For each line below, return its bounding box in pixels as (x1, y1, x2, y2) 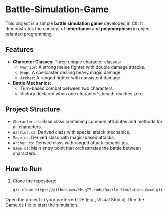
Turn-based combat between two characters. (20, 85, 114, 91)
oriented (5, 31, 23, 37)
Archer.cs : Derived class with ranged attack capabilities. (12, 139, 129, 146)
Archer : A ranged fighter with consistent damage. (20, 74, 122, 81)
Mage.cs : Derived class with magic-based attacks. (12, 134, 115, 140)
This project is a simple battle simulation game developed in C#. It (5, 20, 143, 26)
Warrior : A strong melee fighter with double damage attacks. (20, 64, 146, 70)
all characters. (12, 124, 42, 130)
